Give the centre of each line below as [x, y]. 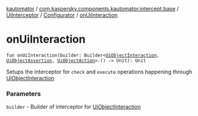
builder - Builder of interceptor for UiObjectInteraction [73, 107]
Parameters [23, 94]
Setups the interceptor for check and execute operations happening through [99, 72]
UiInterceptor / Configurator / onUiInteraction [62, 15]
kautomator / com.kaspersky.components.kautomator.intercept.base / [92, 9]
